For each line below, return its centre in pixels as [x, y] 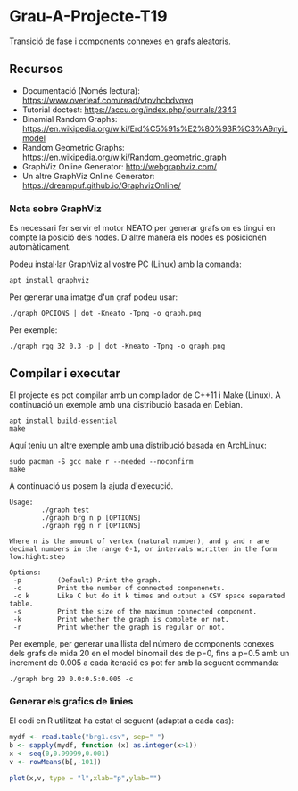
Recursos [37, 69]
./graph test [66, 510]
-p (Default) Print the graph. [87, 580]
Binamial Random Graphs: [70, 119]
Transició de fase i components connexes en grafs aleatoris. [120, 41]
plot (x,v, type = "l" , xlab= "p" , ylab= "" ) [86, 778]
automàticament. [40, 247]
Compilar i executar [65, 373]
